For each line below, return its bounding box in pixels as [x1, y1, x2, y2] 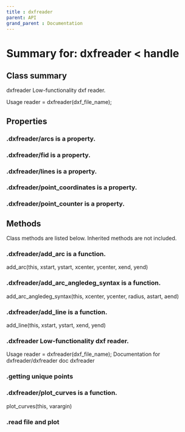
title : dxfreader [6, 9, 53, 15]
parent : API [6, 15, 37, 21]
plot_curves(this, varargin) [6, 402, 72, 409]
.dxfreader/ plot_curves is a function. [6, 389, 117, 397]
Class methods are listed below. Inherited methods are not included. [6, 235, 177, 242]
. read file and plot [6, 417, 60, 426]
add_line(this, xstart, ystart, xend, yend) [6, 322, 106, 329]
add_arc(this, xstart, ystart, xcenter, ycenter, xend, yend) [6, 263, 148, 271]
